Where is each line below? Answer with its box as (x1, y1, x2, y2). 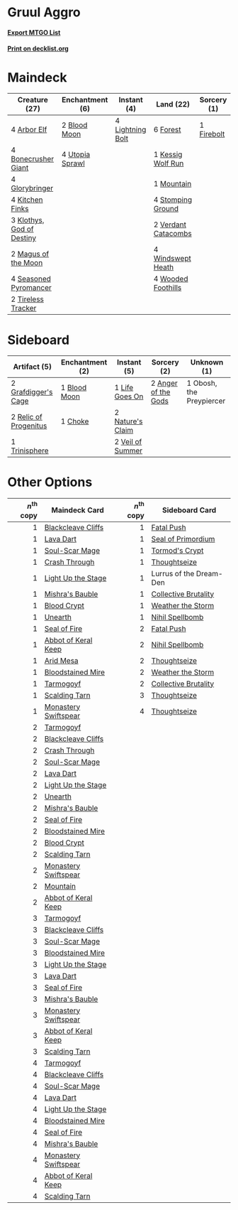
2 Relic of (11, 412, 42, 422)
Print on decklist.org (7, 44, 69, 53)
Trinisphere (11, 445, 49, 455)
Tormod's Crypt (151, 545, 204, 555)
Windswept (153, 254, 191, 264)
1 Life (114, 383, 134, 393)
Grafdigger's (11, 387, 53, 397)
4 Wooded (153, 274, 188, 284)
